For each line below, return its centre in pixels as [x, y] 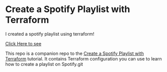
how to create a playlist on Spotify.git [44, 64]
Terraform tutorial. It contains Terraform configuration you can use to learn [83, 58]
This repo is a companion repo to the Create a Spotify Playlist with [75, 53]
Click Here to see [23, 43]
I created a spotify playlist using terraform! [50, 34]
